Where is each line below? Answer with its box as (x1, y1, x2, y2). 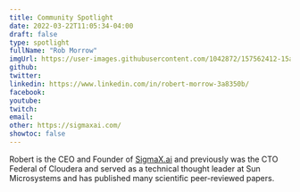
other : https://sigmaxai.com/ (9, 121, 122, 130)
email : (9, 113, 34, 121)
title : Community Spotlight (9, 13, 114, 22)
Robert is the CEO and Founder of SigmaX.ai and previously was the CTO (9, 154, 279, 164)
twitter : (9, 71, 42, 80)
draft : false (9, 29, 58, 38)
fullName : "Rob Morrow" (9, 46, 98, 55)
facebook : (9, 88, 46, 96)
